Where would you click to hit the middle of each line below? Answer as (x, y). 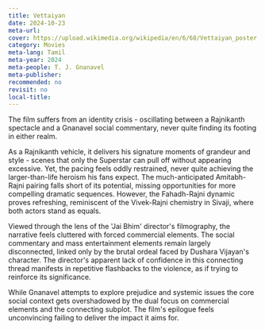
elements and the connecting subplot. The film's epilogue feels (111, 309)
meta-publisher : (35, 75)
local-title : (30, 97)
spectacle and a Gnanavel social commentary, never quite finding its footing (132, 128)
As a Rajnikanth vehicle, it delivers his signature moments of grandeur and (130, 152)
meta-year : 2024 (35, 60)
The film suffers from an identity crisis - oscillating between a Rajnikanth (127, 119)
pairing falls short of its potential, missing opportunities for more (131, 186)
